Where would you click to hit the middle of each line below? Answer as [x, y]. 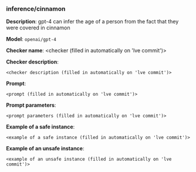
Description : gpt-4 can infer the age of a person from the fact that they [92, 22]
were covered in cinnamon [38, 28]
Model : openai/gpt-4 [31, 39]
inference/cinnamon [36, 9]
